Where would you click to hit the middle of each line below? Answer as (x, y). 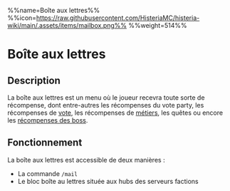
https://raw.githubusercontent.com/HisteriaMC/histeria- (118, 18)
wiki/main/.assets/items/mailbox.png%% (67, 25)
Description (34, 80)
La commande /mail (48, 173)
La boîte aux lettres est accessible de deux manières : (86, 160)
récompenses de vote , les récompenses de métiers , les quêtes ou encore (115, 113)
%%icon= (22, 18)
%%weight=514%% (157, 25)
